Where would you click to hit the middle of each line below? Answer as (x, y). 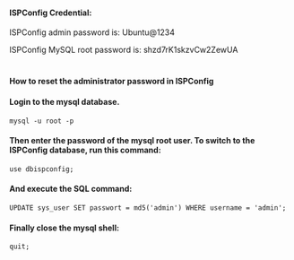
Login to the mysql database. (65, 101)
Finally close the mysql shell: (64, 228)
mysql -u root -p (42, 121)
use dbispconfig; (42, 169)
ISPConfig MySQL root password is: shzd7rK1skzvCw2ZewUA (124, 50)
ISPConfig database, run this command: (85, 150)
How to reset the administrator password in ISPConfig (112, 82)
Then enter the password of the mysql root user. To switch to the (132, 141)
